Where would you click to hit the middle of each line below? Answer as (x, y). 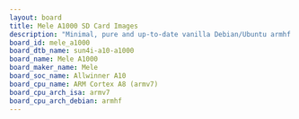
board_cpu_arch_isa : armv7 (60, 92)
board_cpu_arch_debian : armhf (66, 101)
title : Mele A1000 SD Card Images (74, 26)
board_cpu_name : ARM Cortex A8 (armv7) (84, 84)
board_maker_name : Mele (54, 68)
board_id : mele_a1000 (50, 42)
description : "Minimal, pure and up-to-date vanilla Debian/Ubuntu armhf (150, 34)
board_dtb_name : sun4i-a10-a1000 (72, 51)
